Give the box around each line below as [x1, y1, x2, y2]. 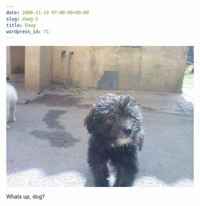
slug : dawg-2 [6, 16, 39, 22]
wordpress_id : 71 [6, 29, 49, 35]
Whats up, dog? [6, 193, 45, 200]
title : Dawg [6, 22, 36, 28]
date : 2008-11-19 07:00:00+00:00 [6, 10, 89, 16]
